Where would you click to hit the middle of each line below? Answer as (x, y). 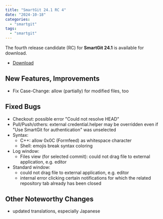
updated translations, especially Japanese (56, 211)
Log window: (26, 151)
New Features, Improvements (52, 79)
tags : (11, 29)
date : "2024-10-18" (26, 15)
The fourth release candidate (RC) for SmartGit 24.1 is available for (75, 48)
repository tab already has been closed (61, 183)
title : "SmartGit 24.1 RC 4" (36, 10)
